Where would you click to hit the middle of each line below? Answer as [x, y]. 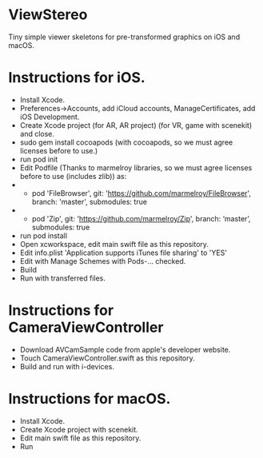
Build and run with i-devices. [67, 366]
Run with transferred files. [62, 278]
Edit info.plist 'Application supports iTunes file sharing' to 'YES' [124, 253]
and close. [37, 133]
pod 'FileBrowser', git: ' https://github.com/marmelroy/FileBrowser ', [141, 193]
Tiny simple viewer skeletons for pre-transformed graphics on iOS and [124, 37]
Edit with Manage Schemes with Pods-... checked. [103, 261]
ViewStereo [48, 15]
